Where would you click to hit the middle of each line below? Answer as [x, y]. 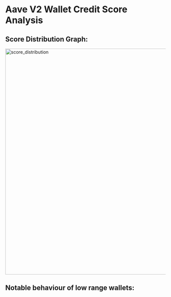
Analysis [24, 20]
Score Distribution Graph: [47, 39]
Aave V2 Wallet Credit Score [66, 9]
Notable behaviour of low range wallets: [70, 288]
